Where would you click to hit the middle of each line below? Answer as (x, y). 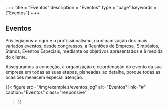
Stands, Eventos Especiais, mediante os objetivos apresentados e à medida (84, 51)
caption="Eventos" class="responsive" (46, 92)
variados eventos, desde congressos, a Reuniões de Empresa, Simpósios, (82, 46)
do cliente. (16, 57)
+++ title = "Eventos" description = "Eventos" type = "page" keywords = (81, 7)
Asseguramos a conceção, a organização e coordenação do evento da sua (84, 66)
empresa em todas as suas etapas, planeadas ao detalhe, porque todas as (83, 72)
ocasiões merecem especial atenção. (44, 77)
